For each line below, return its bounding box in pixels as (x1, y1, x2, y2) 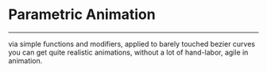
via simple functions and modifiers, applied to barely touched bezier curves (8, 39, 256, 48)
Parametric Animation (8, 6, 157, 24)
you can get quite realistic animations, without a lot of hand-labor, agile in (8, 47, 249, 57)
